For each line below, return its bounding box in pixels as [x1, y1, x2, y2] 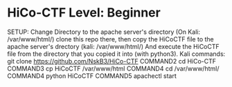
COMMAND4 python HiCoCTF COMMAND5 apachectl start [7, 71, 177, 80]
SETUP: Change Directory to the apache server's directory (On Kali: [7, 28, 201, 36]
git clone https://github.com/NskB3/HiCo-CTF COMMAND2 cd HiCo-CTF [7, 57, 217, 65]
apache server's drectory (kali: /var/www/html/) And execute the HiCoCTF [7, 42, 220, 50]
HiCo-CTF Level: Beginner [7, 5, 161, 21]
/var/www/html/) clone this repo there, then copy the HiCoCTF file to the [7, 35, 215, 43]
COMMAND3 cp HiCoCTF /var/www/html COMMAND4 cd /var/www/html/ [7, 64, 220, 72]
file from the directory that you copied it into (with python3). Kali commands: [7, 50, 226, 58]
